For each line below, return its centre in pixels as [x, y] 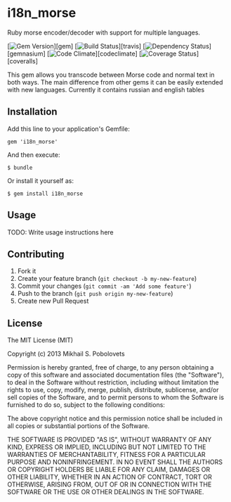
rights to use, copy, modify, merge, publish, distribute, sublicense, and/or [113, 390]
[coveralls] [23, 61]
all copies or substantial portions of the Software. [78, 426]
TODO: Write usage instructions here [60, 232]
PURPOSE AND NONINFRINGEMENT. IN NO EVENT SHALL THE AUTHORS [115, 462]
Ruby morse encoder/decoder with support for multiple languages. [104, 32]
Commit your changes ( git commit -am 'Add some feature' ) [104, 286]
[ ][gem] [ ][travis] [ [76, 46]
